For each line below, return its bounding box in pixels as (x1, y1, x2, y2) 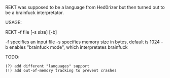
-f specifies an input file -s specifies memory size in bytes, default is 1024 (5, 39, 160, 45)
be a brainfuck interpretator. (5, 10, 64, 16)
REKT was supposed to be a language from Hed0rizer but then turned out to (5, 5, 165, 10)
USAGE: (5, 20, 22, 25)
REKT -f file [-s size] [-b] (5, 29, 57, 35)
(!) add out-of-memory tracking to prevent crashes (5, 68, 117, 73)
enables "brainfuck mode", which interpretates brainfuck (9, 44, 128, 50)
